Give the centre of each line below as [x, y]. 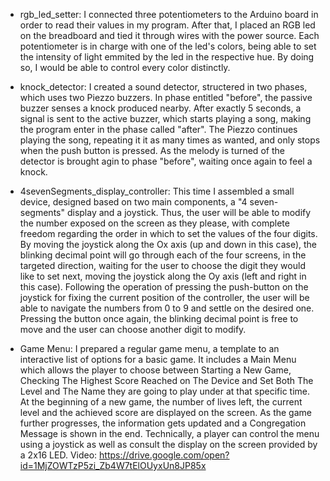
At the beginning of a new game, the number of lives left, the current [161, 402]
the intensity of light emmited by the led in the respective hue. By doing [167, 57]
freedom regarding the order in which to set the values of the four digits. [168, 233]
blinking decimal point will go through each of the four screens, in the [163, 255]
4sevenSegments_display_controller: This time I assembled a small [157, 191]
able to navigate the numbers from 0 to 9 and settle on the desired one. [167, 308]
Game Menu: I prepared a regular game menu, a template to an [149, 348]
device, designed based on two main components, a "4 [133, 202]
